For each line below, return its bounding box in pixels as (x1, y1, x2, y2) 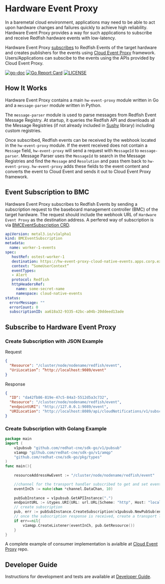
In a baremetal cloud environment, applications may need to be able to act (5, 19, 155, 25)
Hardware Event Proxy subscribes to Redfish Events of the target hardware (5, 44, 157, 50)
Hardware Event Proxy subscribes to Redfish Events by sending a (5, 201, 137, 207)
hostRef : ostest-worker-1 (11, 254, 65, 259)
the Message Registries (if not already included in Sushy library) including (5, 122, 155, 128)
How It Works (5, 84, 48, 93)
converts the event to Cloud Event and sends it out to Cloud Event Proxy (5, 168, 151, 174)
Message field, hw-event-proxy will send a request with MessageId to (5, 147, 139, 153)
